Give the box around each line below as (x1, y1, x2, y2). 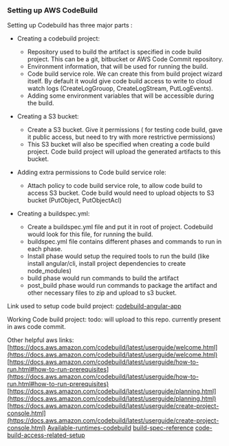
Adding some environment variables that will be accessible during (27, 92, 215, 100)
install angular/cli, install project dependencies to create (27, 259, 186, 268)
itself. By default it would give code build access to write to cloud (27, 77, 212, 85)
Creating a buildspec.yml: (17, 209, 90, 218)
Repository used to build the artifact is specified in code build (27, 47, 201, 56)
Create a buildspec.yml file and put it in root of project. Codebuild (27, 223, 213, 231)
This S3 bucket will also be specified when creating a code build (27, 140, 210, 149)
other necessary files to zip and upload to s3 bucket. (27, 288, 177, 297)
